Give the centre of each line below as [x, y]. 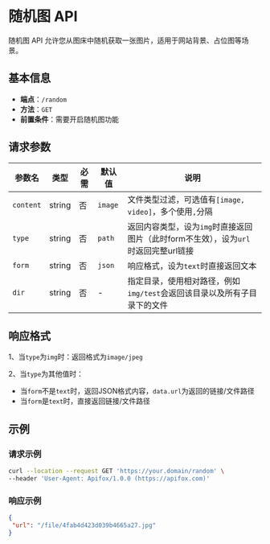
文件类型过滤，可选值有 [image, [186, 200]
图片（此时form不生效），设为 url [189, 238]
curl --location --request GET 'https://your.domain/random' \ [117, 472]
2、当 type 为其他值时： [46, 374]
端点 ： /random [43, 99]
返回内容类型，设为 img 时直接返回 [190, 226]
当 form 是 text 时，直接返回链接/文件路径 [85, 401]
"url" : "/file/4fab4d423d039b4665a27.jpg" [84, 525]
